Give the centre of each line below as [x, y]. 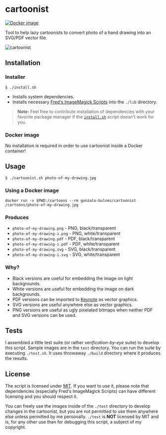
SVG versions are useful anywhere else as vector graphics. [73, 305]
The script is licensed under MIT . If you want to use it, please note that [77, 386]
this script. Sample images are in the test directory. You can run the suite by [83, 348]
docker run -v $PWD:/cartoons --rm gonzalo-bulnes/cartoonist [71, 201]
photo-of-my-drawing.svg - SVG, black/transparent [64, 249]
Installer [15, 77]
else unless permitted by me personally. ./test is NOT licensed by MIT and [82, 417]
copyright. [16, 427]
